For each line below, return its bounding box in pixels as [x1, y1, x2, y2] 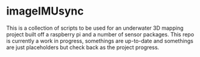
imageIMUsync [6, 4, 84, 18]
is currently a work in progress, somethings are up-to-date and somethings [6, 37, 193, 44]
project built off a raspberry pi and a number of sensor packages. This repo [6, 30, 195, 38]
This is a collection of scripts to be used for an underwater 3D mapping [6, 24, 184, 32]
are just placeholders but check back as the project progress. [6, 44, 160, 51]
